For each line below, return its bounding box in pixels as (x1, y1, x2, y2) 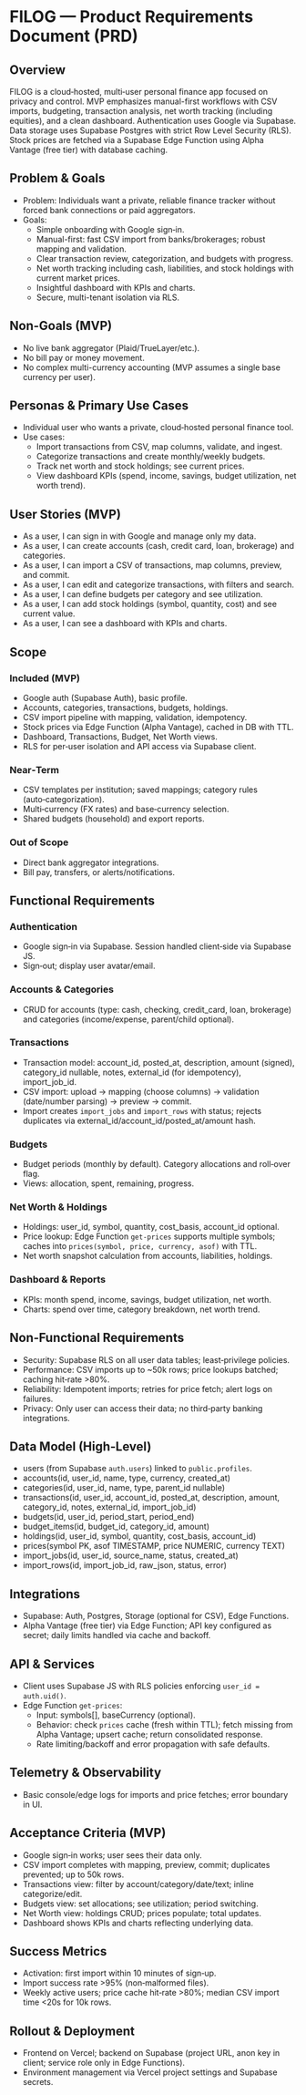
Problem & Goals (9, 170, 106, 186)
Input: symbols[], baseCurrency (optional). (36, 1709, 196, 1720)
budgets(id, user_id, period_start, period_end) (22, 1512, 195, 1522)
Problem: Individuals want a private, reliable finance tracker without (22, 194, 276, 206)
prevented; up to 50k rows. (22, 1869, 125, 1880)
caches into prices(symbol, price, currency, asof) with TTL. (22, 1241, 258, 1252)
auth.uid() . (22, 1689, 66, 1701)
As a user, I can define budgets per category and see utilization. (22, 589, 263, 600)
